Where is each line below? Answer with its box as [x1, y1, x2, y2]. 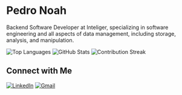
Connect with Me [6, 66, 73, 76]
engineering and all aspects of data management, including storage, [6, 30, 177, 37]
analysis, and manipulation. [6, 36, 74, 44]
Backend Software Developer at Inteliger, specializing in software [6, 24, 169, 31]
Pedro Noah [6, 4, 67, 18]
